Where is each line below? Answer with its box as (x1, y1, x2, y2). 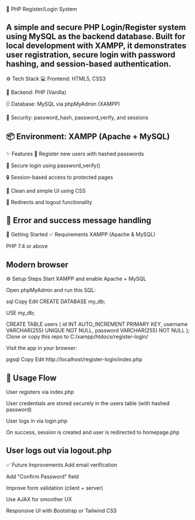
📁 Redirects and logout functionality (6, 198, 93, 205)
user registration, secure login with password (6, 50, 176, 60)
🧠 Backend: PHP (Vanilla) (6, 89, 67, 96)
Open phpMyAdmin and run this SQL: (6, 287, 96, 294)
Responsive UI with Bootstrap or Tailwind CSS (6, 507, 117, 514)
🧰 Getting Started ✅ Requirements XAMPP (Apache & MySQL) (6, 231, 156, 238)
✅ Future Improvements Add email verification (6, 461, 118, 468)
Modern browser (6, 260, 69, 270)
